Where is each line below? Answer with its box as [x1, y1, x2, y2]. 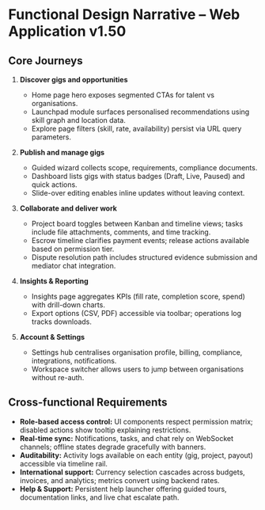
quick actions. [31, 180, 78, 189]
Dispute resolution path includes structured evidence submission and [31, 253, 258, 262]
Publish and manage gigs [19, 148, 105, 157]
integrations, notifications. [31, 356, 117, 365]
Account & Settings [19, 333, 85, 341]
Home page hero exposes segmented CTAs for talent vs [31, 90, 215, 100]
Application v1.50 [8, 22, 127, 40]
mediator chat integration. [31, 261, 116, 270]
